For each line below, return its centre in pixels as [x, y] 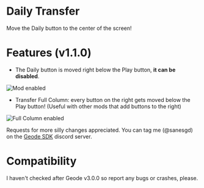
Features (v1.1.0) [49, 53]
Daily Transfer [43, 11]
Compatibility [42, 161]
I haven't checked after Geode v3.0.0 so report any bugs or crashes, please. [102, 178]
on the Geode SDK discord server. [49, 136]
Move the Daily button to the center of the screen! [69, 28]
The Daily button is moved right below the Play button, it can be [95, 70]
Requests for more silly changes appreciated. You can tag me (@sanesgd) [100, 130]
